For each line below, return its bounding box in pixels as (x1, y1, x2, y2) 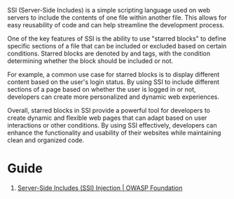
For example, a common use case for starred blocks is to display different (7, 70, 220, 78)
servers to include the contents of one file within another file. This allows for (7, 13, 227, 22)
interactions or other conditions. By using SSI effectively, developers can (7, 121, 217, 129)
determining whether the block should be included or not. (7, 57, 174, 65)
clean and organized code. (7, 136, 85, 144)
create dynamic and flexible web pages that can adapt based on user (7, 114, 207, 122)
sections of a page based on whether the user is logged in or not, (7, 85, 196, 93)
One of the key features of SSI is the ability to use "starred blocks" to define (7, 34, 226, 43)
